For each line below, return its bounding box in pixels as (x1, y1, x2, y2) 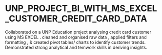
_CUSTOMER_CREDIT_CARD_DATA (5, 13, 147, 24)
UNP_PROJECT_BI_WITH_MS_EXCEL (5, 3, 157, 14)
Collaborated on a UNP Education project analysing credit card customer (5, 29, 151, 35)
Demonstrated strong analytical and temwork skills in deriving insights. (5, 44, 147, 50)
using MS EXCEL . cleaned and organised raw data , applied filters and (5, 34, 147, 40)
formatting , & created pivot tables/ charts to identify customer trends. (5, 39, 146, 45)
